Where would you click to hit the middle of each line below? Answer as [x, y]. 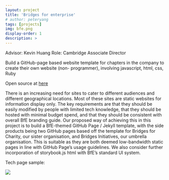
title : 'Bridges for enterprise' [40, 15]
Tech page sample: [25, 162]
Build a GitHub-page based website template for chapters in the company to [85, 63]
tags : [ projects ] [24, 24]
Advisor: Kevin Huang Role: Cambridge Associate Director [66, 53]
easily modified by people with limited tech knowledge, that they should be [83, 109]
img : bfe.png [19, 29]
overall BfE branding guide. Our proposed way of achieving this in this [78, 120]
